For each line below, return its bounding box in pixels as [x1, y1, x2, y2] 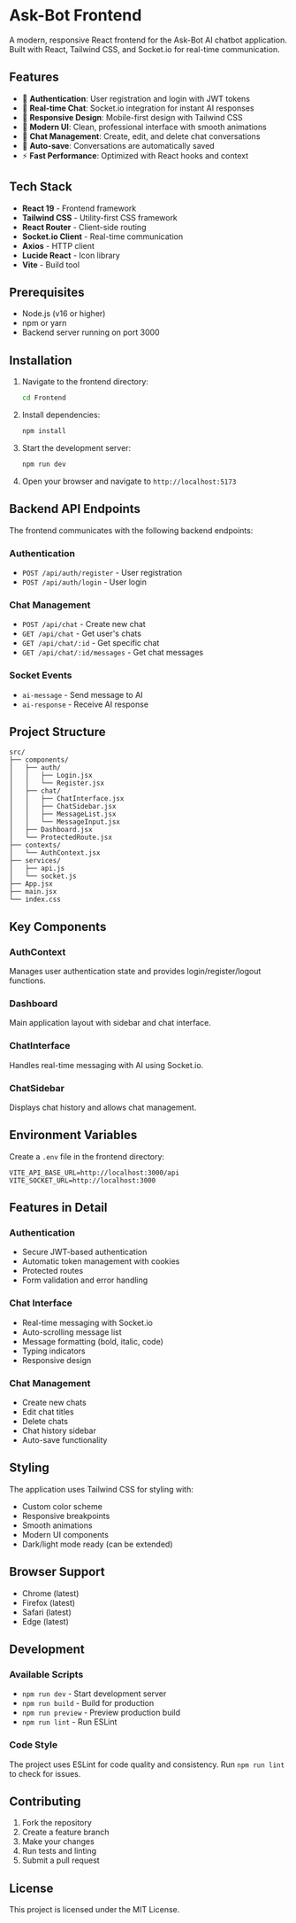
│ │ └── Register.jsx [9, 779, 104, 788]
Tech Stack [9, 179, 72, 195]
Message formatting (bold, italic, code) [21, 1336, 163, 1346]
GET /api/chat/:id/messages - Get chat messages [21, 647, 204, 658]
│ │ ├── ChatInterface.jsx [9, 795, 125, 803]
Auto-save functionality [21, 1435, 108, 1445]
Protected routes [21, 1266, 84, 1276]
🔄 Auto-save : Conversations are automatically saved [21, 140, 215, 151]
